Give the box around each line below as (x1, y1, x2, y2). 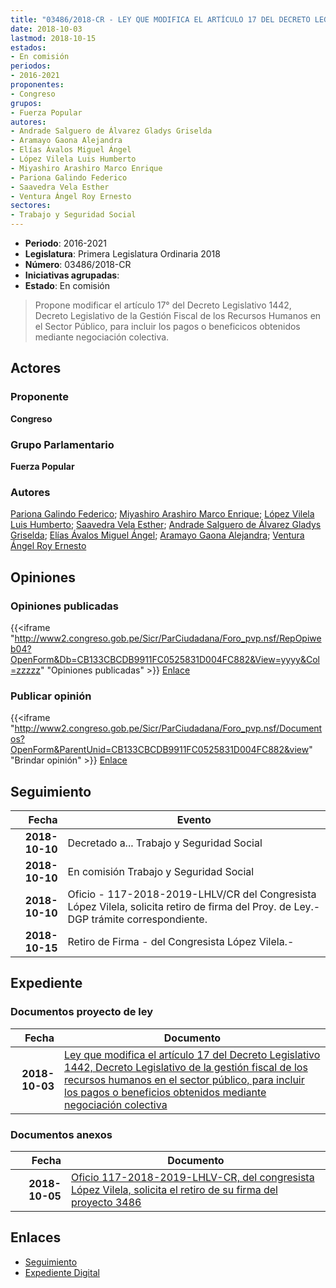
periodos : (10, 61, 52, 71)
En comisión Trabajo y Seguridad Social (67, 865, 255, 879)
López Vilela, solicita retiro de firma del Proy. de (67, 900, 292, 914)
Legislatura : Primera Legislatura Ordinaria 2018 (24, 248, 221, 260)
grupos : (10, 98, 43, 108)
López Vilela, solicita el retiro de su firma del (70, 1183, 278, 1197)
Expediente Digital (24, 1266, 100, 1278)
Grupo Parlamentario (10, 437, 115, 451)
